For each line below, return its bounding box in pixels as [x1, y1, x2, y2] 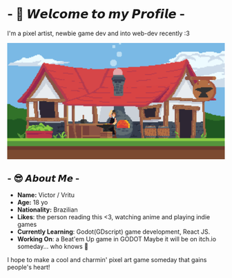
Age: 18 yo [17, 198, 48, 207]
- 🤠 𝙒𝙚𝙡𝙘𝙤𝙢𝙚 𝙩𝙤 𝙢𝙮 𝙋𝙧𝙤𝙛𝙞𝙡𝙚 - [7, 6, 185, 22]
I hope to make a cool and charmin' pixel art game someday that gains [7, 256, 207, 264]
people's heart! [7, 263, 50, 272]
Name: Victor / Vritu [17, 191, 75, 199]
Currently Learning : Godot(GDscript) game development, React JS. [17, 228, 211, 236]
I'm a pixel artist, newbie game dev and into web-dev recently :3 [7, 29, 190, 37]
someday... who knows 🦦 [17, 242, 88, 251]
